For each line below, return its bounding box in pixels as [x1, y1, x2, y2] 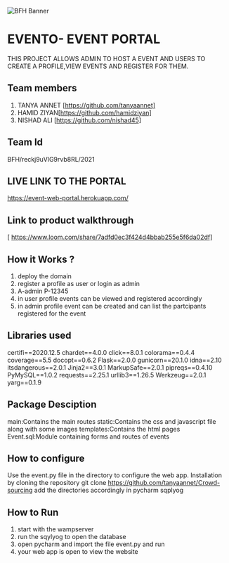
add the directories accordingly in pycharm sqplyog [34, 486, 184, 495]
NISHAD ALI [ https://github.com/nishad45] [17, 116, 142, 124]
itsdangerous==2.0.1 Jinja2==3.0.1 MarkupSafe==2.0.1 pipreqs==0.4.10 [7, 363, 213, 372]
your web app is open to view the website [17, 548, 138, 556]
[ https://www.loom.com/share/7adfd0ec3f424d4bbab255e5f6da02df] [7, 233, 213, 242]
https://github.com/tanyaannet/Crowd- [107, 479, 221, 487]
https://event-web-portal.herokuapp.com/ [7, 194, 129, 202]
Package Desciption [7, 399, 97, 410]
